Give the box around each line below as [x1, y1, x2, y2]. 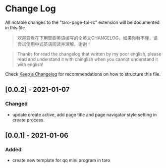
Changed [5, 100, 28, 107]
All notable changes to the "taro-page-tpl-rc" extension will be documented [5, 19, 160, 25]
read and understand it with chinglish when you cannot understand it [17, 56, 158, 62]
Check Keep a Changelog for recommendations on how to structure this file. [5, 71, 161, 77]
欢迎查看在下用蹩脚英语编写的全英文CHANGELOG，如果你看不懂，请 [17, 35, 158, 41]
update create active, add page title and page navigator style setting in [12, 112, 157, 117]
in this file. [5, 24, 26, 30]
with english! [17, 61, 44, 67]
